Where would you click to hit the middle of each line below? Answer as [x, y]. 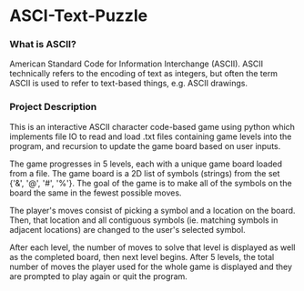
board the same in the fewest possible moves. [96, 193]
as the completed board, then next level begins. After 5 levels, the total [142, 256]
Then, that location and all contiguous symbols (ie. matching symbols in [144, 220]
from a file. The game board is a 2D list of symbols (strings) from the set [145, 173]
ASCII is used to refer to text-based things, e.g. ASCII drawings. [129, 84]
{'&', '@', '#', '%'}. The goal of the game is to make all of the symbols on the [151, 183]
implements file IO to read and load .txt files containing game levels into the [151, 136]
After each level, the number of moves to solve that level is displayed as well [152, 247]
